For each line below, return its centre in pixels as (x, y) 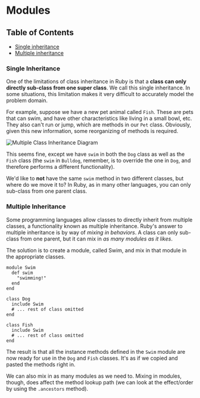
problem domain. (27, 101)
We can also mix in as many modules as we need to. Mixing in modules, (94, 376)
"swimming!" (32, 278)
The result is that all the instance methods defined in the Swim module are (96, 351)
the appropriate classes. (36, 257)
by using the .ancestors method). (47, 388)
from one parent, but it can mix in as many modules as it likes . (96, 239)
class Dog (18, 299)
